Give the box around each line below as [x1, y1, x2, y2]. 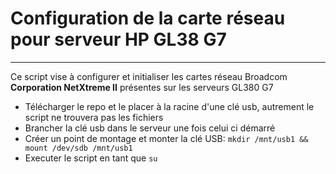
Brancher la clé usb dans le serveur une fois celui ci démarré [24, 122, 276, 134]
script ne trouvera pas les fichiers [24, 111, 164, 123]
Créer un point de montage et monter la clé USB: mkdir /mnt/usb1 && [24, 132, 309, 144]
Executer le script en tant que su [24, 152, 158, 164]
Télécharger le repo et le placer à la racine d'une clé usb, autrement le [24, 100, 315, 112]
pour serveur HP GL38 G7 [10, 28, 227, 51]
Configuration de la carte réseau [10, 7, 286, 30]
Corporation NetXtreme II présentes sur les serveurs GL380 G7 [10, 81, 274, 93]
